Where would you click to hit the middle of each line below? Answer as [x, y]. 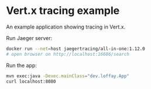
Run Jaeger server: [29, 38]
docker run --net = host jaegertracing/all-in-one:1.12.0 [75, 49]
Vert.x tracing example [63, 11]
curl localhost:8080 [31, 81]
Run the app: [21, 65]
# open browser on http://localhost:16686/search [68, 54]
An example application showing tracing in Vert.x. [66, 27]
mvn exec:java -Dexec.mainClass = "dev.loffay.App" [68, 76]
